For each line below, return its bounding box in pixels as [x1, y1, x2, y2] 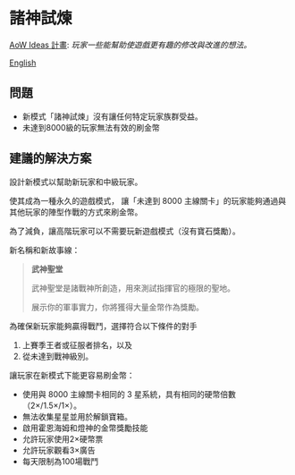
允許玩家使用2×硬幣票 [21, 433, 104, 444]
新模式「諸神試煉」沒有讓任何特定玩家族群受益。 [21, 111, 203, 122]
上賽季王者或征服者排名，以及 [21, 339, 132, 350]
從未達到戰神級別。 [21, 351, 94, 361]
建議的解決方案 [9, 151, 92, 166]
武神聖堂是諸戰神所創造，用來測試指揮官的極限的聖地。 [30, 283, 235, 293]
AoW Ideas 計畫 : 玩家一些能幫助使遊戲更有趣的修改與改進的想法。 [9, 39, 252, 50]
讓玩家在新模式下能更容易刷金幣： [9, 369, 135, 380]
